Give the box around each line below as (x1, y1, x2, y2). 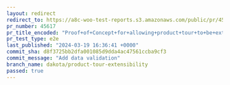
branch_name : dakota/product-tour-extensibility (6, 61, 148, 68)
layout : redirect (6, 10, 56, 17)
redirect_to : (6, 16, 44, 23)
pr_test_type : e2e (6, 36, 59, 42)
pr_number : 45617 (6, 23, 56, 29)
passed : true (6, 67, 44, 74)
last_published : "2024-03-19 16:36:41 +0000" (6, 42, 139, 49)
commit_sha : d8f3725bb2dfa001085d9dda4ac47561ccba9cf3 (6, 49, 167, 56)
